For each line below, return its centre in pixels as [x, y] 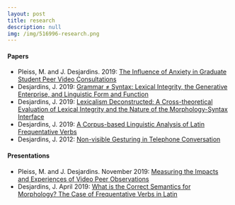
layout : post [27, 14]
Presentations [29, 156]
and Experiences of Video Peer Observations [83, 179]
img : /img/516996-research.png [53, 34]
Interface [31, 117]
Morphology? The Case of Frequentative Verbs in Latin [98, 194]
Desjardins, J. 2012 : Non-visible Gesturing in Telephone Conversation [119, 139]
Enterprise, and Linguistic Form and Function [83, 94]
